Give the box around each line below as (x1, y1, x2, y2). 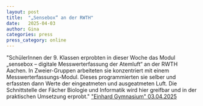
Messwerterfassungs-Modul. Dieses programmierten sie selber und (6, 74, 176, 80)
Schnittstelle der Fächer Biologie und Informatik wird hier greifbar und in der (6, 87, 197, 93)
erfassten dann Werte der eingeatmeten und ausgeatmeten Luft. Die (6, 80, 177, 87)
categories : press (6, 32, 53, 38)
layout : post (6, 9, 40, 15)
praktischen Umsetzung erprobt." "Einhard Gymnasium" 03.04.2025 (6, 93, 177, 100)
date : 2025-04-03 (6, 20, 56, 26)
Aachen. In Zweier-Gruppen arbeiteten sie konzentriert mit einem (6, 67, 170, 74)
